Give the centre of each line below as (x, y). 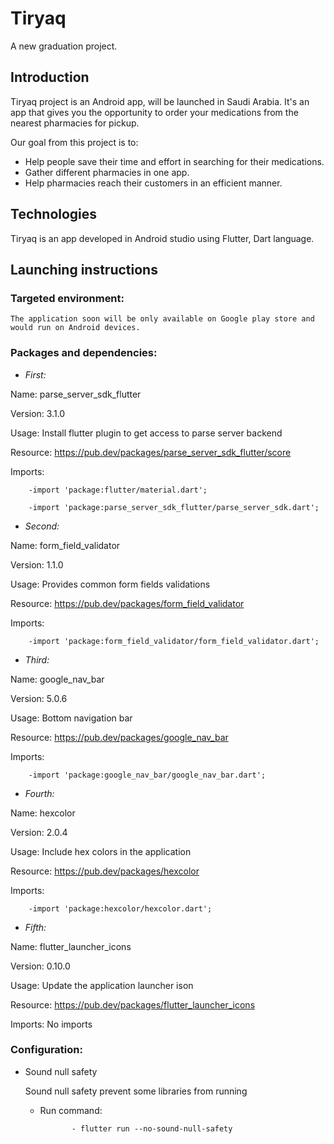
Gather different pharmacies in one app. (107, 172)
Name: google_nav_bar (57, 679)
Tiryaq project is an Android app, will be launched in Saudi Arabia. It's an (160, 101)
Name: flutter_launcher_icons (71, 946)
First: (35, 374)
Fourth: (39, 793)
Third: (37, 659)
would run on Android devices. (75, 328)
